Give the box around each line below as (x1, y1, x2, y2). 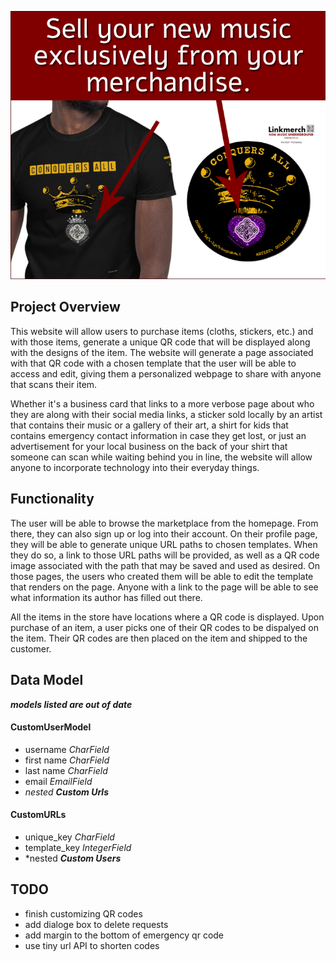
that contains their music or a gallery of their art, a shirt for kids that (10, 419, 289, 431)
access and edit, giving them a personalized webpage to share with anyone (10, 367, 322, 380)
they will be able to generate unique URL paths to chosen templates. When (10, 538, 318, 550)
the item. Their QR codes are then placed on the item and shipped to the (10, 632, 308, 644)
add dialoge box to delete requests (24, 918, 169, 930)
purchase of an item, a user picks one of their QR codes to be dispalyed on (10, 621, 319, 633)
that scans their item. (10, 378, 98, 390)
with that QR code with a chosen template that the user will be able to (10, 357, 297, 369)
